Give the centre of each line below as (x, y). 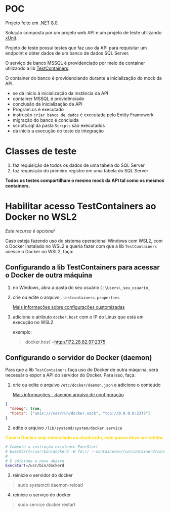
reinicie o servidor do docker (43, 475)
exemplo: (22, 332)
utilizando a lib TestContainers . (37, 68)
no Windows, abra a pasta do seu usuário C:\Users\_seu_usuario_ (81, 287)
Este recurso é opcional (30, 231)
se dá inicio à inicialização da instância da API (60, 93)
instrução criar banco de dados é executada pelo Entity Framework (83, 115)
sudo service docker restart (47, 505)
